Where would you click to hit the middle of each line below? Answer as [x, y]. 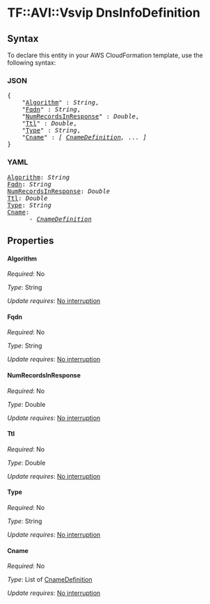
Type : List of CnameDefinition [50, 580]
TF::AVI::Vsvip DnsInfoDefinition [104, 13]
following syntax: [32, 63]
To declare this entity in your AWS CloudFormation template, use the [105, 55]
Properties [31, 241]
